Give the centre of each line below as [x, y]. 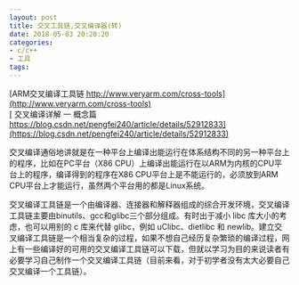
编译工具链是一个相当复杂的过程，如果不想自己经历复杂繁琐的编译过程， [149, 238]
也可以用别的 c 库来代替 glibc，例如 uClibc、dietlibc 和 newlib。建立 [149, 226]
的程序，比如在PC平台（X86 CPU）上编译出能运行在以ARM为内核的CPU [142, 163]
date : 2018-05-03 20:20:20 [59, 34]
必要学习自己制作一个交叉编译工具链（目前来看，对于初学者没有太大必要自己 [149, 260]
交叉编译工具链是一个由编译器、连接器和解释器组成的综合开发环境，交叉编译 [149, 204]
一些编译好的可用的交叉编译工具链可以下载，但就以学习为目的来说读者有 [157, 248]
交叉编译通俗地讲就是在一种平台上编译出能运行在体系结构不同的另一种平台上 [149, 151]
